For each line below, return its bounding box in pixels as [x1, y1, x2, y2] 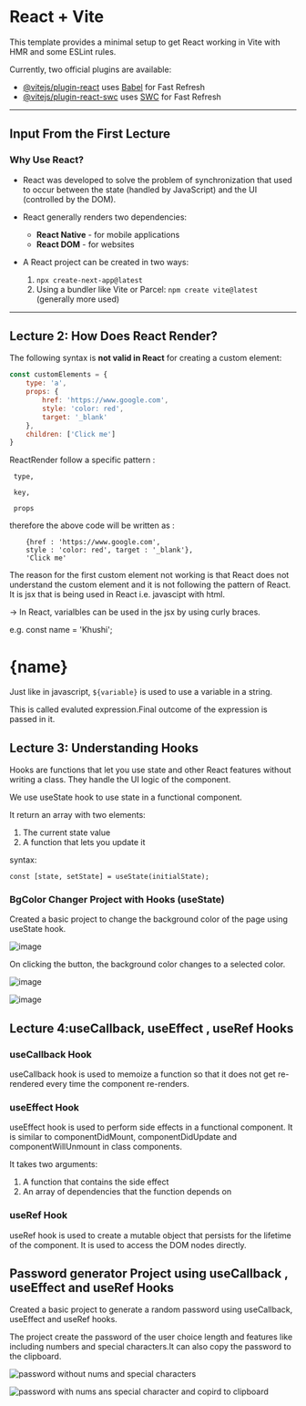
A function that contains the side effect [22, 1176, 169, 1187]
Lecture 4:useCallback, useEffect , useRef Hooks [9, 1020, 294, 1036]
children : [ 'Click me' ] [25, 429, 117, 439]
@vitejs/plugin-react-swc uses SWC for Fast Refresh [22, 91, 221, 102]
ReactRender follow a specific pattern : [9, 454, 156, 466]
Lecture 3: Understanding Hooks [9, 740, 199, 756]
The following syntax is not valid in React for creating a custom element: [9, 353, 282, 364]
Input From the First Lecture [9, 126, 171, 142]
